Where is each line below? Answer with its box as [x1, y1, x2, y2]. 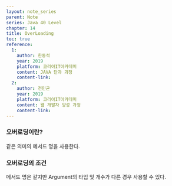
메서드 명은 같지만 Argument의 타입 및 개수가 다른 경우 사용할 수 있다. [6, 173, 167, 180]
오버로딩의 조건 [6, 159, 47, 167]
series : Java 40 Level [6, 19, 62, 25]
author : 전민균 [16, 86, 50, 92]
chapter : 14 [6, 25, 35, 31]
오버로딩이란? [6, 128, 43, 136]
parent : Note [6, 14, 38, 20]
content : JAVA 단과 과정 [16, 69, 72, 75]
